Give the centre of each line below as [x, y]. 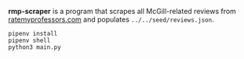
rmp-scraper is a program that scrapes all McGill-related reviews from [122, 11]
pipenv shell [29, 40]
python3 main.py [35, 47]
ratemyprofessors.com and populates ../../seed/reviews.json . [111, 19]
